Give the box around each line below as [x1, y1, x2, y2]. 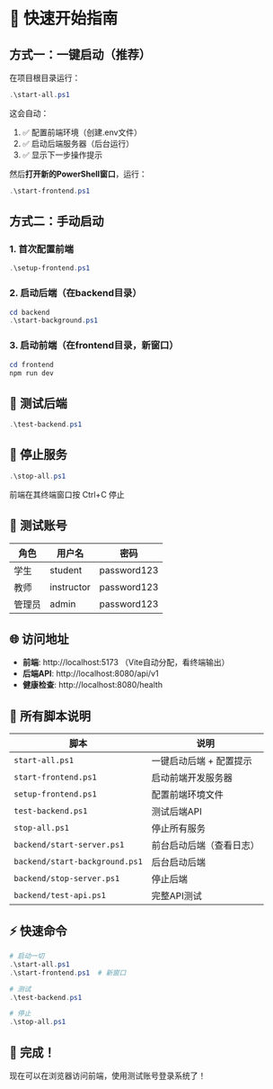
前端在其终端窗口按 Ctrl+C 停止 [9, 489, 126, 499]
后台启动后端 [151, 856, 207, 868]
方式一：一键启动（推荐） [9, 47, 151, 62]
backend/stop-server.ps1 [13, 874, 120, 884]
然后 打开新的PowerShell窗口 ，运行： [9, 168, 147, 179]
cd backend [9, 308, 50, 317]
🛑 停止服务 [9, 447, 67, 463]
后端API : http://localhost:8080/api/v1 [22, 668, 159, 679]
